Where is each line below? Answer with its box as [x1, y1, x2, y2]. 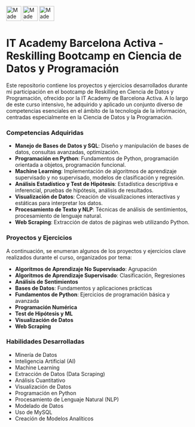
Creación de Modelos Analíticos [14, 414, 94, 422]
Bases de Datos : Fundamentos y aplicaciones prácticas [14, 284, 153, 291]
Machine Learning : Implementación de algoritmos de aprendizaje [14, 168, 177, 175]
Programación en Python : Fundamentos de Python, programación [14, 155, 179, 162]
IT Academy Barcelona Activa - [6, 37, 164, 50]
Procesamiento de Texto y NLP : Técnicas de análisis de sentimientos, [14, 206, 188, 213]
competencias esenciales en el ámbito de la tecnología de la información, [6, 107, 187, 114]
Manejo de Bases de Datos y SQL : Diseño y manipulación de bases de [14, 142, 190, 149]
